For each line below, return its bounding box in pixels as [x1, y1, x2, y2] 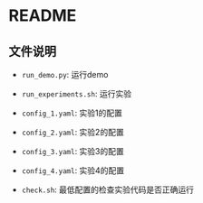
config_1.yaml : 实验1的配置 [21, 107, 123, 118]
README [8, 5, 77, 26]
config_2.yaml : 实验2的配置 [21, 127, 124, 137]
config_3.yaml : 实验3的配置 [21, 146, 124, 156]
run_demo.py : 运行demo [21, 69, 109, 79]
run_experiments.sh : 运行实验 [21, 88, 132, 99]
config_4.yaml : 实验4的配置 [21, 165, 124, 176]
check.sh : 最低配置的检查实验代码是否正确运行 [21, 184, 195, 195]
